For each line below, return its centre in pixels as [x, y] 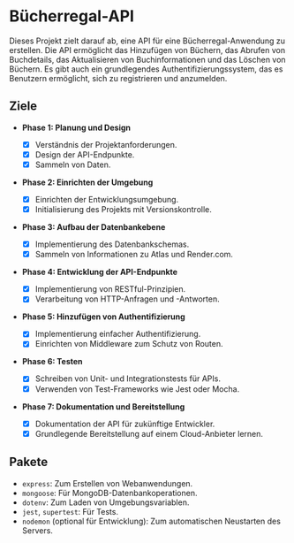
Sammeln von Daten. [73, 164]
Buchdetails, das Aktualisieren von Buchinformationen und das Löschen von [147, 59]
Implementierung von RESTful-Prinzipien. [110, 289]
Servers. [37, 530]
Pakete [29, 462]
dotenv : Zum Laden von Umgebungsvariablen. [106, 502]
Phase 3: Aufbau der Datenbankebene [94, 227]
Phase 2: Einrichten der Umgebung [87, 182]
